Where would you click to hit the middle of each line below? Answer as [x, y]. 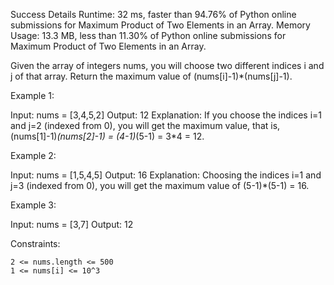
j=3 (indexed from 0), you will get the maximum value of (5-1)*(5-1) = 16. [160, 185]
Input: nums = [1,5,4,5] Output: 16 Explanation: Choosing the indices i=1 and [166, 175]
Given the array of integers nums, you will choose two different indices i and [167, 65]
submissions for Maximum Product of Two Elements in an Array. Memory [160, 25]
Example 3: [33, 205]
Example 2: [33, 155]
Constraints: [35, 243]
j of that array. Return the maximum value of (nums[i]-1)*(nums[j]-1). [151, 76]
